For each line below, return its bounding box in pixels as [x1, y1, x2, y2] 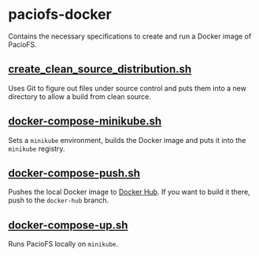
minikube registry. [8, 144, 65, 153]
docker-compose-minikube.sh [8, 115, 162, 128]
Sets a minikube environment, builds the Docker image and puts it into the [8, 135, 246, 144]
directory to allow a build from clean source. [8, 92, 152, 101]
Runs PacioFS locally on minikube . [8, 240, 119, 249]
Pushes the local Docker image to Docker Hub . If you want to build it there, [8, 187, 250, 197]
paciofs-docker [8, 5, 112, 24]
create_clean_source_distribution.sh [8, 63, 192, 76]
